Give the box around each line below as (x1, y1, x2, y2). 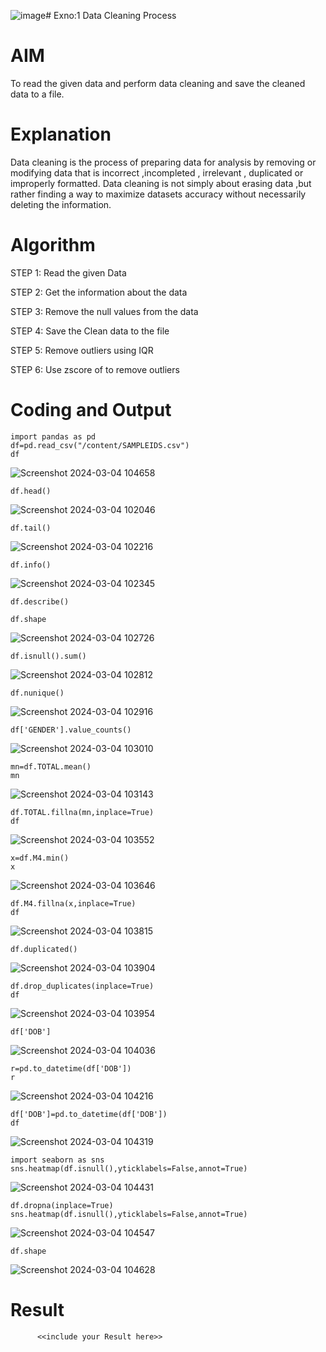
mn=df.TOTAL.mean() (10, 761, 92, 772)
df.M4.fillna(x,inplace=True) (10, 898, 137, 909)
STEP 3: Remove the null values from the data (10, 305, 199, 317)
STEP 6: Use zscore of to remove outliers (10, 363, 180, 375)
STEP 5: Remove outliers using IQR (10, 344, 154, 356)
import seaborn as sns (10, 1155, 105, 1165)
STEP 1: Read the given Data (10, 266, 127, 279)
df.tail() (10, 523, 52, 533)
